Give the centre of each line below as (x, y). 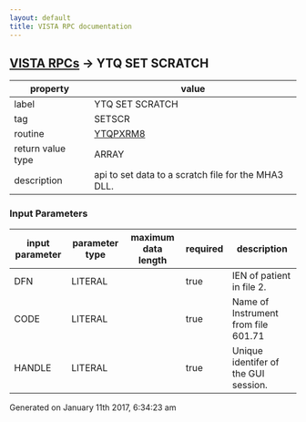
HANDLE (33, 367)
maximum (153, 237)
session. (250, 385)
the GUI (248, 373)
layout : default (40, 18)
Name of (250, 302)
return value (40, 149)
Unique (248, 350)
